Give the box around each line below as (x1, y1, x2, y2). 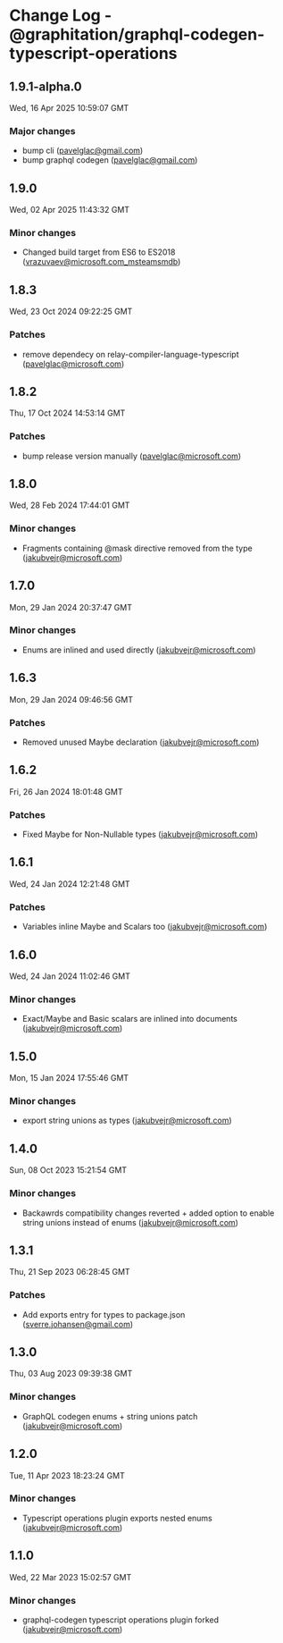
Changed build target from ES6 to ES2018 (21, 247, 176, 257)
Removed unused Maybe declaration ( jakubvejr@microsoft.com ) (21, 737, 260, 747)
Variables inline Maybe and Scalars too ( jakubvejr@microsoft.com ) (21, 922, 268, 932)
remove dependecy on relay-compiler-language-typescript (21, 349, 239, 359)
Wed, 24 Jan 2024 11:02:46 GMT (9, 971, 131, 982)
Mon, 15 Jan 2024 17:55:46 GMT (9, 1073, 129, 1083)
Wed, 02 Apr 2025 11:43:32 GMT (9, 205, 130, 215)
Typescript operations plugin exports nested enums (21, 1512, 212, 1523)
